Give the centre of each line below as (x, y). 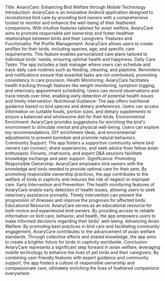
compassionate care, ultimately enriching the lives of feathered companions (82, 268)
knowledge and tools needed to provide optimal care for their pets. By (76, 169)
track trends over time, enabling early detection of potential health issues (79, 96)
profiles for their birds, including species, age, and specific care (70, 49)
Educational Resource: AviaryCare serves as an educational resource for (79, 205)
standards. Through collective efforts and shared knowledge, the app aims (81, 237)
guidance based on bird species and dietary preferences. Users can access (82, 106)
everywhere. (18, 273)
